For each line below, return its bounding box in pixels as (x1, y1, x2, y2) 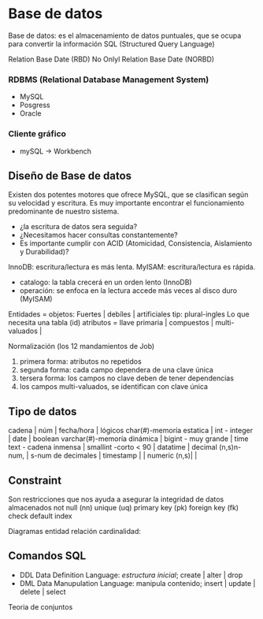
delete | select (19, 587, 66, 596)
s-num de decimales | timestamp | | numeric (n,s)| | (30, 450, 198, 461)
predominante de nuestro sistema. (8, 206, 120, 217)
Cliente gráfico (8, 128, 67, 139)
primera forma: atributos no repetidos (19, 357, 142, 366)
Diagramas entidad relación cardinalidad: (8, 526, 142, 536)
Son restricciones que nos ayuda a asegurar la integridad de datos (8, 494, 224, 504)
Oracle (19, 109, 42, 118)
